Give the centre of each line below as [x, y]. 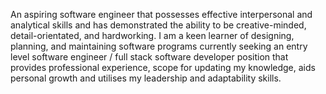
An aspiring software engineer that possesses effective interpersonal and [161, 14]
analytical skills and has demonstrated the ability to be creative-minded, [158, 25]
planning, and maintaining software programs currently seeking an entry [159, 46]
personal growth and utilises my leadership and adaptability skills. [146, 78]
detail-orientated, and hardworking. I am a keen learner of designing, [152, 35]
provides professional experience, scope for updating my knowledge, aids [163, 67]
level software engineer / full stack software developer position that [149, 57]
